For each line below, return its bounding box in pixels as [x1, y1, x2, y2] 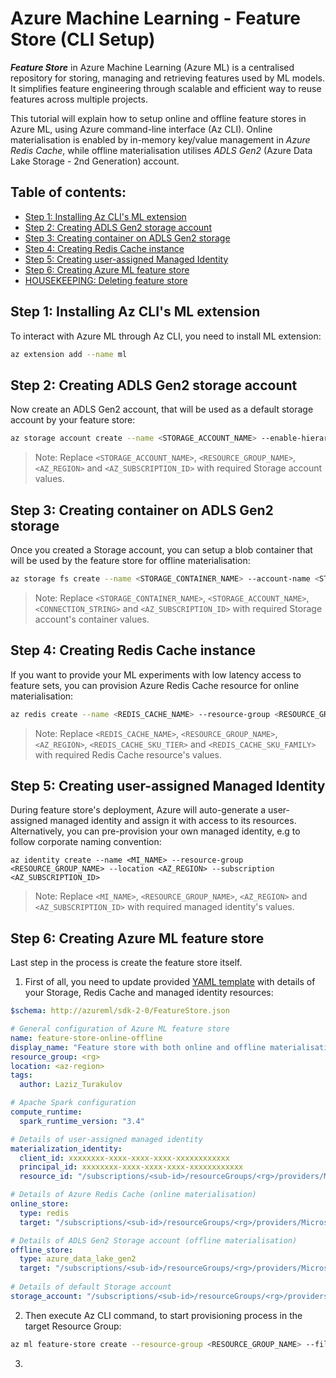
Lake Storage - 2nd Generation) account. [10, 155, 180, 167]
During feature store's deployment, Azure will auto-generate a [10, 804, 267, 816]
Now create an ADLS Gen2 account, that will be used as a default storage [10, 403, 314, 416]
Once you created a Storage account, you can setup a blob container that [10, 543, 313, 556]
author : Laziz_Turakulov [19, 1080, 123, 1090]
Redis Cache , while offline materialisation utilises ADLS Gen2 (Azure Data [10, 144, 313, 156]
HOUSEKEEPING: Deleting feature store [24, 274, 188, 286]
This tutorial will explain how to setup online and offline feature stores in [10, 112, 307, 124]
